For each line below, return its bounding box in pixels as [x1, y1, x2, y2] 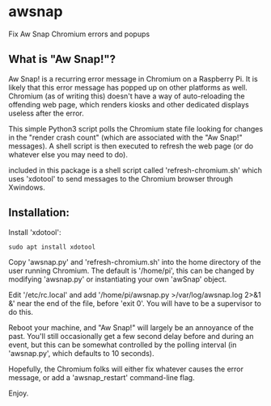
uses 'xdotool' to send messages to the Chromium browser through [8, 174, 233, 183]
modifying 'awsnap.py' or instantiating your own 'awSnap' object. [8, 274, 227, 284]
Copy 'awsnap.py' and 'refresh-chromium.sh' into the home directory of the [8, 257, 261, 266]
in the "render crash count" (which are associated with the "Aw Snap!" [8, 132, 243, 142]
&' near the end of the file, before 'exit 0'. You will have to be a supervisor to [8, 298, 261, 308]
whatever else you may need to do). [8, 149, 128, 159]
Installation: [8, 206, 70, 220]
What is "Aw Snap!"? [8, 52, 116, 66]
